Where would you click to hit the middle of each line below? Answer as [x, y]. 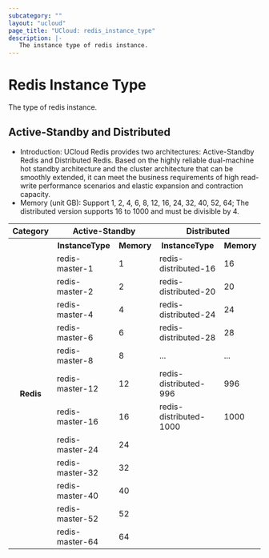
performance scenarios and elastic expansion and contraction [141, 186]
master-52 [77, 519]
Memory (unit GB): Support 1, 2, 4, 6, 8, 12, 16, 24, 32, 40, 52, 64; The [134, 203]
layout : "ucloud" [37, 23]
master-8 [75, 360]
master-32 [77, 472]
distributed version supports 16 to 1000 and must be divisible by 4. [130, 211]
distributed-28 [187, 337]
